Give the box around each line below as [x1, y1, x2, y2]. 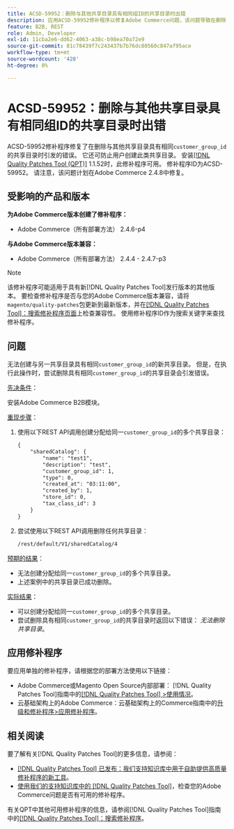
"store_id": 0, [42, 494, 87, 501]
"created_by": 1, [42, 487, 93, 495]
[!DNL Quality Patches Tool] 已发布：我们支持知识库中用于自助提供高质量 [17, 764, 227, 773]
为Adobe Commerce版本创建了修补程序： [7, 210, 128, 219]
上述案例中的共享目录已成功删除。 [17, 578, 116, 586]
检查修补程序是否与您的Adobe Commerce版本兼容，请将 [26, 292, 189, 300]
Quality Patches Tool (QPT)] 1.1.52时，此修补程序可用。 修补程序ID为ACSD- [7, 160, 223, 168]
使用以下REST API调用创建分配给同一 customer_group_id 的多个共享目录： [17, 428, 226, 436]
